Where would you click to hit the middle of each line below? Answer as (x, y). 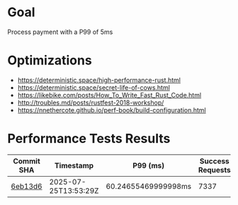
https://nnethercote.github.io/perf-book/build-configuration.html (112, 110)
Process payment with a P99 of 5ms (60, 32)
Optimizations (50, 60)
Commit (27, 161)
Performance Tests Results (89, 139)
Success (215, 161)
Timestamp (74, 165)
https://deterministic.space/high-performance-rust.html (99, 80)
